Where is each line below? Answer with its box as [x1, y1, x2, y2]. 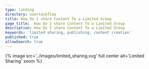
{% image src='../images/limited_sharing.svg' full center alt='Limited [5, 53, 145, 59]
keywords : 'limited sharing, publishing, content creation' [5, 30, 132, 35]
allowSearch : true [5, 39, 43, 44]
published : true [5, 35, 39, 40]
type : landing [5, 7, 35, 12]
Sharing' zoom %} [5, 58, 43, 64]
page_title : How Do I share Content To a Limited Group [5, 21, 125, 26]
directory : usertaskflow [5, 12, 56, 17]
